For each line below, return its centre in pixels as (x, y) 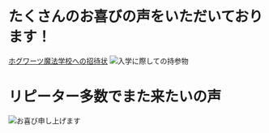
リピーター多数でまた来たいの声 (115, 97)
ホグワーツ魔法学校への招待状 (58, 61)
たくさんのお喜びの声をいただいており (136, 17)
